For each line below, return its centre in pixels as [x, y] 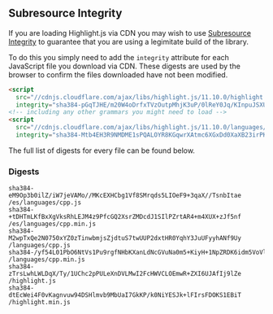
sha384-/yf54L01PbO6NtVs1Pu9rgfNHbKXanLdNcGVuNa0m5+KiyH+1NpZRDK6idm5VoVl [138, 253]
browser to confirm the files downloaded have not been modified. [118, 74]
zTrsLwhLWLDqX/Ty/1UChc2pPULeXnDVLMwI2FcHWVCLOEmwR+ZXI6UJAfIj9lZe [125, 274]
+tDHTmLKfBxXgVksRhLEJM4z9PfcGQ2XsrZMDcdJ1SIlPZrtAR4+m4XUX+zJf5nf [125, 217]
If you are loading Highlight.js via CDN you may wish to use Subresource [130, 33]
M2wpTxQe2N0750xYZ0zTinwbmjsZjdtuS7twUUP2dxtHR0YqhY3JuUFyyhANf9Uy [125, 238]
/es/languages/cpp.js [45, 203]
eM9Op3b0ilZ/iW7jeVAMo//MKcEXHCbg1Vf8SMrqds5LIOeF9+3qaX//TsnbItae [125, 196]
